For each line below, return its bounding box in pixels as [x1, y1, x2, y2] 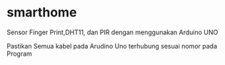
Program [6, 49, 33, 58]
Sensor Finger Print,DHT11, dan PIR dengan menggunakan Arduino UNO [6, 28, 219, 36]
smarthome [6, 4, 77, 21]
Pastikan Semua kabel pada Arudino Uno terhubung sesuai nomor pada [6, 41, 217, 50]
